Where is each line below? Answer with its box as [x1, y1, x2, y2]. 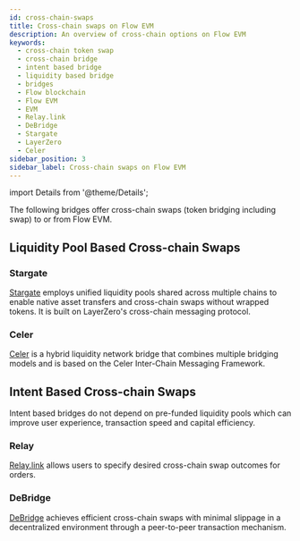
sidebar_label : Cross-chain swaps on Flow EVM [9, 163, 186, 172]
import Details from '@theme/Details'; [9, 187, 149, 198]
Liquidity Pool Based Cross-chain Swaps [9, 240, 241, 255]
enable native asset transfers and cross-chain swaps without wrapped [9, 297, 270, 308]
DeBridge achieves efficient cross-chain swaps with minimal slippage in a [9, 511, 281, 523]
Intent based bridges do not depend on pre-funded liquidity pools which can [9, 408, 292, 418]
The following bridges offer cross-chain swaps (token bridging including [9, 205, 276, 216]
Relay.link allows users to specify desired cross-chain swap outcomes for [9, 460, 280, 470]
